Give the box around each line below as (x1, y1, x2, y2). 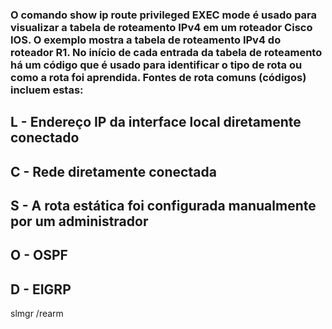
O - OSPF (10, 247, 68, 264)
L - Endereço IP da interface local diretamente (10, 114, 302, 131)
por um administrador (10, 213, 149, 230)
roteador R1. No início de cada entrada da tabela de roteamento (10, 45, 323, 59)
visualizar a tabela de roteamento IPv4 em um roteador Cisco (10, 20, 313, 34)
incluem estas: (10, 83, 84, 97)
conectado (10, 129, 80, 147)
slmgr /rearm (10, 308, 64, 320)
